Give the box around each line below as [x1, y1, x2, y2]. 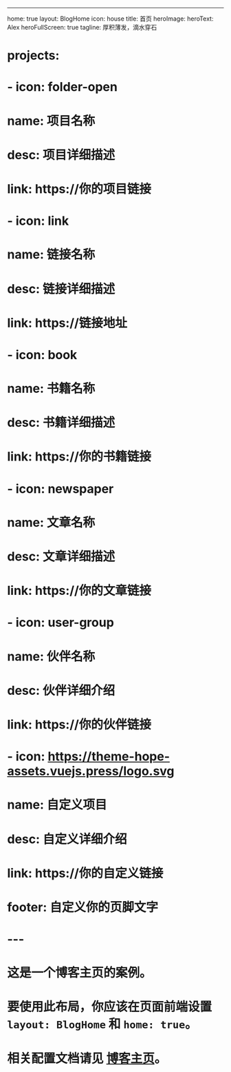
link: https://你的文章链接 [7, 583, 151, 598]
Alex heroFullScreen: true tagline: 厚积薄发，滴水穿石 [7, 23, 157, 31]
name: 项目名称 [7, 113, 95, 128]
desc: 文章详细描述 [7, 549, 115, 564]
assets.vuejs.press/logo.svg [7, 763, 175, 779]
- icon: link [7, 213, 69, 229]
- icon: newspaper [7, 481, 114, 496]
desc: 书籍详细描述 [7, 415, 115, 431]
